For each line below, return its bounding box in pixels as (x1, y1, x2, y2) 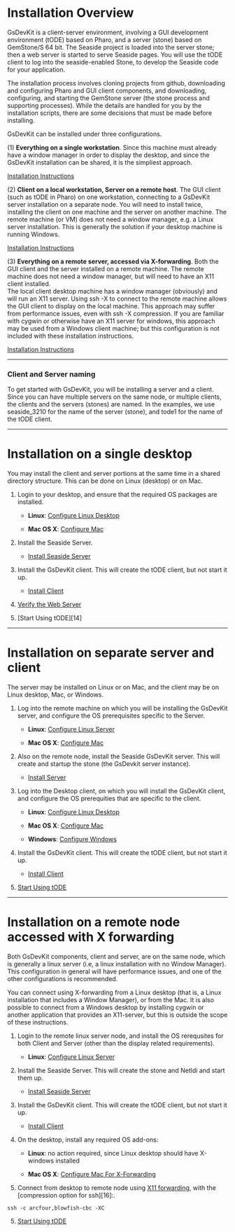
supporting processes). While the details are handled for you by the (7, 101, 202, 109)
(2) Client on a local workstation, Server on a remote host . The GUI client (7, 185, 222, 193)
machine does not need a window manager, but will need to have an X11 (7, 272, 215, 280)
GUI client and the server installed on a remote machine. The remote (7, 264, 204, 273)
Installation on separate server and (7, 645, 215, 661)
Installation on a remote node (7, 915, 180, 930)
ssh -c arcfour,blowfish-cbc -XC (7, 1205, 105, 1212)
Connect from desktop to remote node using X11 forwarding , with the (17, 1184, 217, 1192)
